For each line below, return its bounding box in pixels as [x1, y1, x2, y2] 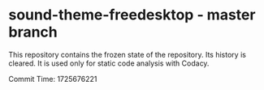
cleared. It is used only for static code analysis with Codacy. [8, 58, 210, 68]
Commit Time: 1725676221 [8, 74, 97, 84]
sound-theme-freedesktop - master [8, 6, 256, 24]
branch [8, 23, 58, 41]
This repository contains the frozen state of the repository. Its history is [8, 49, 246, 59]
